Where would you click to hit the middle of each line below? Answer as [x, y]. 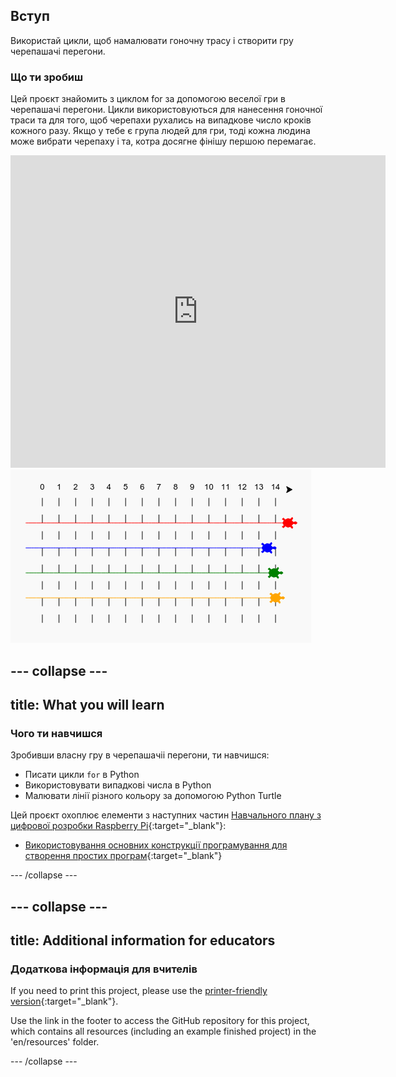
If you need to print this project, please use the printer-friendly [139, 991]
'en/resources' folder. [55, 1042]
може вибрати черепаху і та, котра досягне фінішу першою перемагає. [163, 141]
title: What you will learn [87, 704]
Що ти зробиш [47, 77]
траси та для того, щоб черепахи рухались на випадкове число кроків [161, 120]
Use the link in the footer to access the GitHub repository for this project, [160, 1021]
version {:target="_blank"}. [64, 1001]
